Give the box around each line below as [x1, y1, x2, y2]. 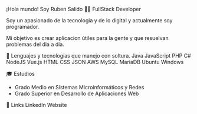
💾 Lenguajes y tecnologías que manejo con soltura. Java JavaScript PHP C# [6, 52, 192, 59]
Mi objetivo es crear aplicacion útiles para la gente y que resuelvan [6, 35, 169, 41]
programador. [6, 24, 40, 30]
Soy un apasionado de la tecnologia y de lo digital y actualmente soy [6, 17, 173, 24]
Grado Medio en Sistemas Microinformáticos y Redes [14, 84, 145, 90]
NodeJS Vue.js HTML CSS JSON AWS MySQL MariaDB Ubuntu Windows [6, 59, 184, 65]
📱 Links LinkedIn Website [6, 102, 67, 108]
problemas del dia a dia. [6, 41, 65, 48]
